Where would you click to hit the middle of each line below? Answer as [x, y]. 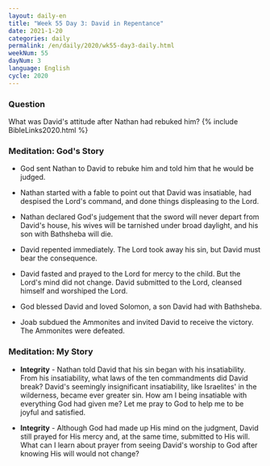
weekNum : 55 [28, 53]
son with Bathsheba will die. [66, 234]
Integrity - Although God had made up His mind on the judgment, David [139, 427]
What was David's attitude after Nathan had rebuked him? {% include [123, 121]
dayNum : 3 [25, 61]
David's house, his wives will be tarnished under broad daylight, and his [139, 226]
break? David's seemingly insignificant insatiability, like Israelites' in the [138, 386]
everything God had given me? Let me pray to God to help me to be [132, 403]
